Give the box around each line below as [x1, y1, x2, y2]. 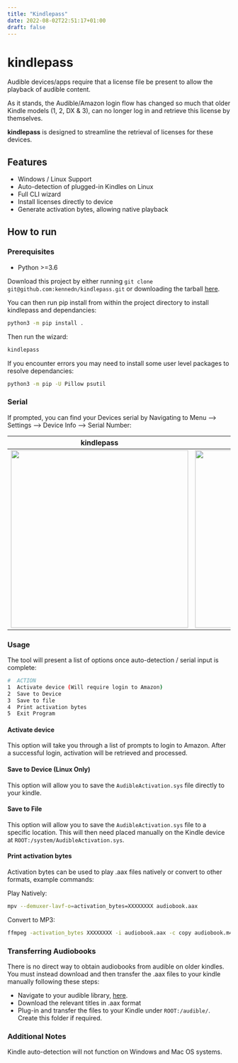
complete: [7, 664, 37, 672]
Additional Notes [7, 1032, 67, 1042]
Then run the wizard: [7, 332, 69, 341]
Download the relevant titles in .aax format [17, 999, 142, 1008]
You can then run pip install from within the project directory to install [7, 298, 209, 306]
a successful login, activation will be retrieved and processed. [7, 749, 188, 757]
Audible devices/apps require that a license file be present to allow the [7, 77, 213, 86]
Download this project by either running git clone [7, 276, 154, 285]
